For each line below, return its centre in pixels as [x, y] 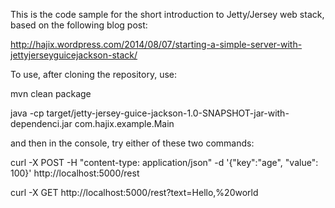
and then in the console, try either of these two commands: [132, 143]
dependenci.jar [41, 123]
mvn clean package [51, 93]
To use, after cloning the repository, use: [94, 74]
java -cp [27, 113]
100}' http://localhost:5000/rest [75, 173]
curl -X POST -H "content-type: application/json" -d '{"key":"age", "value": [164, 162]
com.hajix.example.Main [124, 123]
